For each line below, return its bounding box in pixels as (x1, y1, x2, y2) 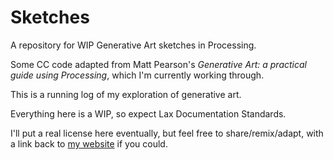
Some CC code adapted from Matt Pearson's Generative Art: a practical (10, 58, 307, 70)
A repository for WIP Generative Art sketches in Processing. (10, 39, 257, 51)
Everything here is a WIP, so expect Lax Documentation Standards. (10, 107, 287, 120)
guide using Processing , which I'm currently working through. (10, 69, 265, 81)
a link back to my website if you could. (10, 137, 168, 150)
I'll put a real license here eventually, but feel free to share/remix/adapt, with (10, 127, 324, 139)
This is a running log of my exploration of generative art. (10, 88, 242, 100)
